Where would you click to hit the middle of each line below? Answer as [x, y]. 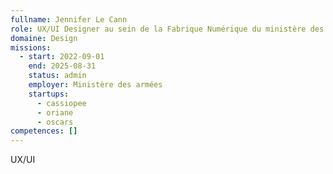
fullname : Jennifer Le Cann [69, 19]
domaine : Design [44, 38]
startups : [49, 94]
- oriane [55, 112]
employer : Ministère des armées [95, 85]
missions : [31, 47]
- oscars [55, 122]
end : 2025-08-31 [62, 66]
